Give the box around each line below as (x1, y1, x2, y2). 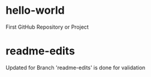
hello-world (5, 4, 65, 17)
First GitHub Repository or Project (5, 23, 89, 30)
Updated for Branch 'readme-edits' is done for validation (5, 64, 146, 71)
